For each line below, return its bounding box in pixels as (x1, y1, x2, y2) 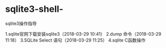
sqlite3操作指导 (5, 20, 37, 26)
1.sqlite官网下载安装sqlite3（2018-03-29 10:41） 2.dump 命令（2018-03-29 (5, 31, 161, 37)
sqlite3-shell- (5, 3, 64, 15)
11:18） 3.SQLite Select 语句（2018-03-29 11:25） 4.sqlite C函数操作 (5, 37, 146, 43)
